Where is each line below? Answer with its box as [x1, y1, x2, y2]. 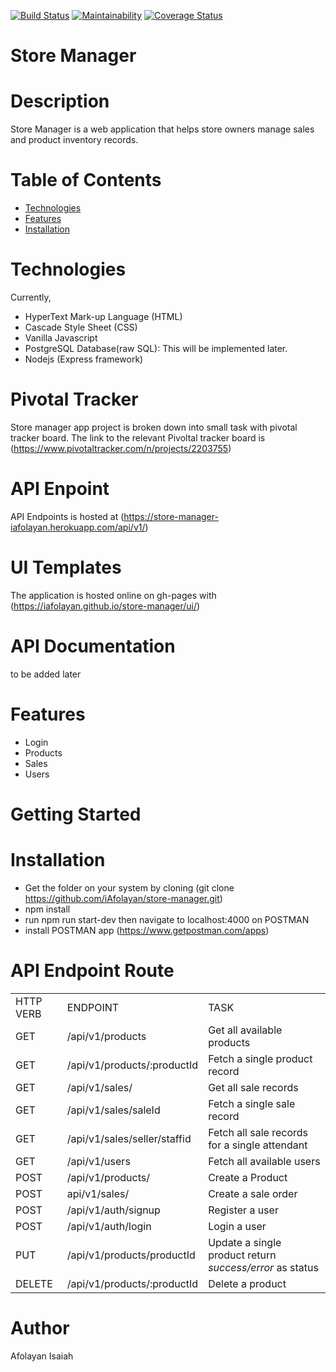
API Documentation [10, 635, 176, 657]
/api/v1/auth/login [66, 1219, 152, 1233]
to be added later [10, 668, 82, 680]
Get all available [208, 1023, 283, 1037]
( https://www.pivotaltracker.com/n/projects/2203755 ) [10, 442, 232, 454]
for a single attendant [208, 1138, 308, 1152]
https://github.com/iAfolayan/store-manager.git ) [24, 892, 223, 904]
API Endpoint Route [10, 960, 175, 982]
